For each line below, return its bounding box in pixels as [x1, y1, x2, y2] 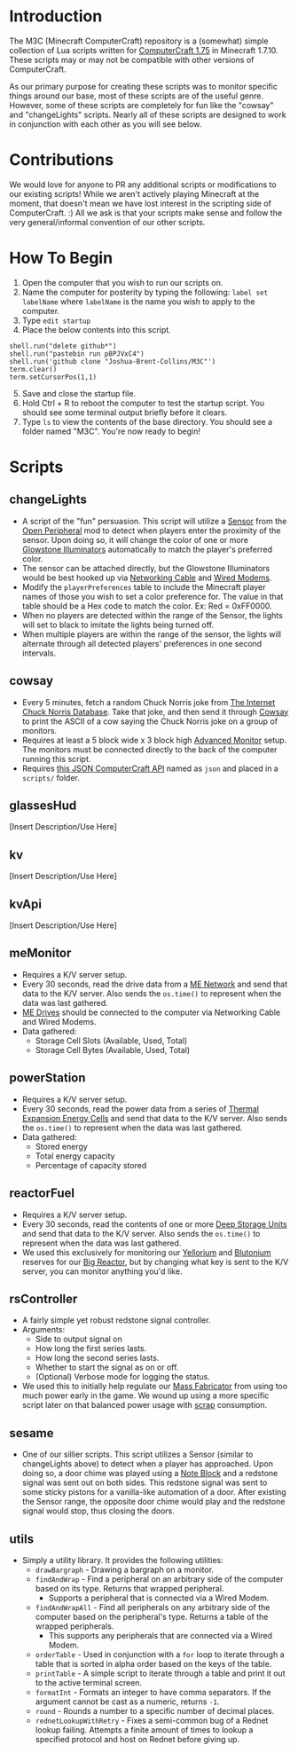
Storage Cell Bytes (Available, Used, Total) [35, 1044, 191, 1055]
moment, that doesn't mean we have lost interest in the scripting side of [9, 198, 272, 208]
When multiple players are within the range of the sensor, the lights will [21, 628, 282, 640]
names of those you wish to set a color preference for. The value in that [21, 591, 284, 601]
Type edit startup [21, 315, 91, 326]
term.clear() [9, 365, 58, 373]
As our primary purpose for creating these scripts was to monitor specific [9, 81, 278, 91]
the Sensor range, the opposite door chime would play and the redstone [21, 1497, 286, 1507]
